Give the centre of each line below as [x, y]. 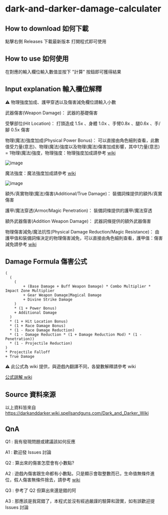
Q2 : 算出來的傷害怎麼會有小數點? [40, 463]
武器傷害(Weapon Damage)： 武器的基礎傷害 [51, 113]
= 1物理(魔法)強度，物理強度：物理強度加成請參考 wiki [60, 153]
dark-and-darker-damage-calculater [83, 9]
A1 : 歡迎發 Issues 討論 [28, 452]
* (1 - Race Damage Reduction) [42, 330]
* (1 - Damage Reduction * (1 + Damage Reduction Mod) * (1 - [76, 335]
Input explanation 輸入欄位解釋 [53, 89]
